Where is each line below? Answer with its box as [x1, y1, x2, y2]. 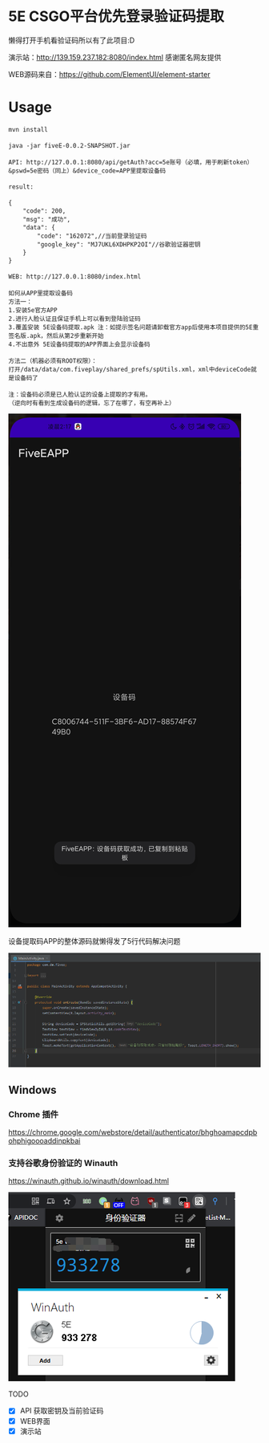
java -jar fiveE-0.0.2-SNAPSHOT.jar [8, 141, 130, 149]
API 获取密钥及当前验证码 [19, 1406, 104, 1416]
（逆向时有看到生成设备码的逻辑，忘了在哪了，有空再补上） [8, 399, 175, 407]
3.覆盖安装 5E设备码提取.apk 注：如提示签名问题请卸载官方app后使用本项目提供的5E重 [8, 323, 259, 331]
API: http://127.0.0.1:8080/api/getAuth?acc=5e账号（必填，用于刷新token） [8, 158, 254, 166]
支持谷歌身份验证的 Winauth [8, 1157, 118, 1169]
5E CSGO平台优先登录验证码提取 [8, 7, 224, 26]
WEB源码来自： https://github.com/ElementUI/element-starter [8, 69, 211, 79]
